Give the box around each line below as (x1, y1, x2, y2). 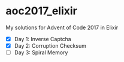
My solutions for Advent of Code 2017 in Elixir (5, 24, 118, 31)
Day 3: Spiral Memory (14, 49, 68, 56)
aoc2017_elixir (5, 4, 77, 18)
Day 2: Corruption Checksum (14, 42, 86, 49)
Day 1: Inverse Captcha (14, 35, 71, 42)
